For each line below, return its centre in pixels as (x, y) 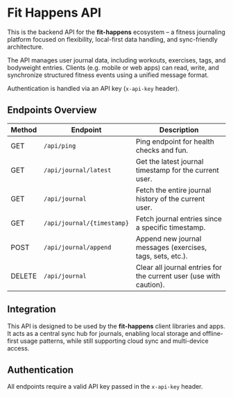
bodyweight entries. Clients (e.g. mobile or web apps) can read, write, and (113, 67)
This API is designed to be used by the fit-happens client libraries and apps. (116, 326)
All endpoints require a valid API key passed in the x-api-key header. (105, 387)
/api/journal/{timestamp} (87, 223)
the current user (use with (178, 276)
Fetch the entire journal (173, 190)
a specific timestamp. (171, 227)
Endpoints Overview (52, 110)
